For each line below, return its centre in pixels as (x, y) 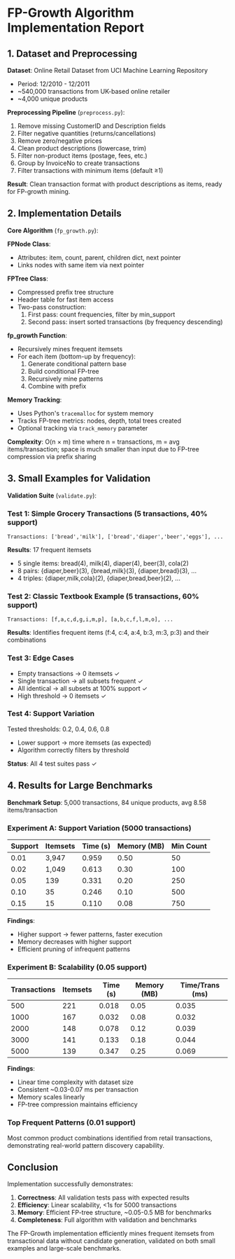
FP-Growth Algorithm (71, 13)
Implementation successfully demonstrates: (70, 1184)
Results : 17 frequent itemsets (50, 549)
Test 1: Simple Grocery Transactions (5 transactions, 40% (107, 514)
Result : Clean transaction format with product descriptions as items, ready (115, 184)
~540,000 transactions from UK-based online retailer (94, 91)
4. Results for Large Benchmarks (80, 786)
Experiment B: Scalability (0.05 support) (77, 967)
